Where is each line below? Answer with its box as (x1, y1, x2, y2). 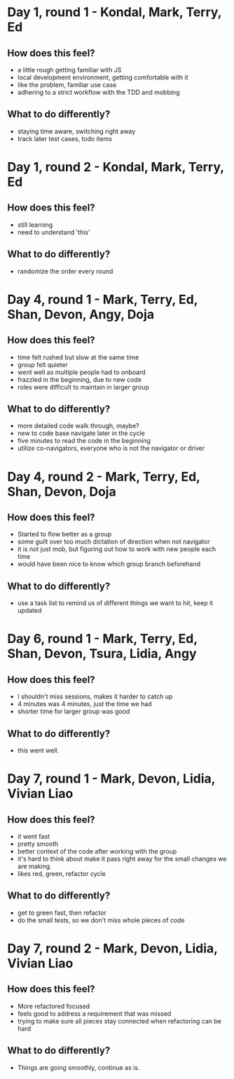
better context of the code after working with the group (17, 847, 177, 856)
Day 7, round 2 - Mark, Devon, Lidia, (7, 941, 218, 957)
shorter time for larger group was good (17, 707, 130, 716)
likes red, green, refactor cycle (17, 870, 106, 878)
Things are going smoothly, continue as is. (17, 1063, 140, 1071)
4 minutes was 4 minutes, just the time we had (17, 700, 152, 708)
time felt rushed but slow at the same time (17, 352, 139, 362)
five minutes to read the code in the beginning (17, 437, 151, 445)
